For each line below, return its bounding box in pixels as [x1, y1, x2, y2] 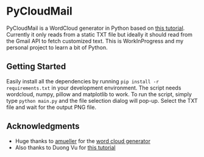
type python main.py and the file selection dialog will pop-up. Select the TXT [6, 97, 198, 104]
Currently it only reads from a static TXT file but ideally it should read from [6, 30, 193, 38]
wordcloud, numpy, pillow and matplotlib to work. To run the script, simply [6, 90, 192, 98]
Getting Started [6, 61, 66, 72]
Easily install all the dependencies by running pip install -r [6, 77, 160, 85]
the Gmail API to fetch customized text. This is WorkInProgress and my [6, 37, 184, 44]
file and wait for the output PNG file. [6, 103, 96, 111]
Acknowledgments [6, 121, 80, 131]
